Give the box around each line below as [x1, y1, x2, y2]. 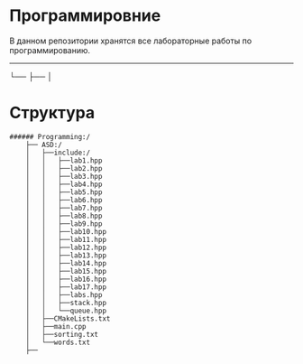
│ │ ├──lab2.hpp [25, 163, 103, 173]
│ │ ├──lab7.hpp [25, 203, 103, 212]
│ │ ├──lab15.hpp [25, 266, 106, 275]
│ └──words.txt [25, 338, 91, 347]
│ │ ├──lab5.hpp [25, 187, 103, 197]
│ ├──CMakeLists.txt [25, 313, 111, 323]
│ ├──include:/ [25, 148, 91, 157]
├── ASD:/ [25, 140, 63, 149]
